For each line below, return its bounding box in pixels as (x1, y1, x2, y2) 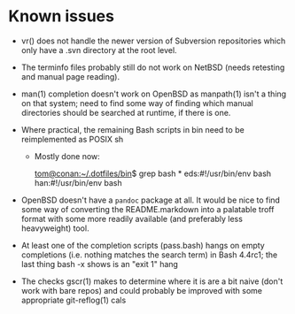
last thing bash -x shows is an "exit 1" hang (20, 258, 179, 269)
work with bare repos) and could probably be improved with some (20, 285, 263, 295)
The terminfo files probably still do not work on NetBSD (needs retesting (20, 62, 285, 73)
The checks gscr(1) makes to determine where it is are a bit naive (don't (20, 276, 283, 287)
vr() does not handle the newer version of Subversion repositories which (20, 35, 286, 46)
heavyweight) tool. (20, 223, 89, 234)
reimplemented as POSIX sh (20, 134, 124, 144)
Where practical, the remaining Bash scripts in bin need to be (20, 124, 245, 134)
